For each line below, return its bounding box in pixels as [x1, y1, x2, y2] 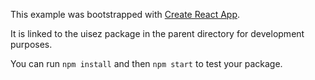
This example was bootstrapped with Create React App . [10, 9, 241, 20]
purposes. [10, 39, 53, 50]
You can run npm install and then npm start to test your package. [10, 58, 283, 69]
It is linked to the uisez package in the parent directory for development [10, 28, 305, 39]
